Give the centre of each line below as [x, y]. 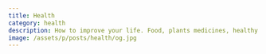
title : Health [32, 15]
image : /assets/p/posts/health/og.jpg [72, 38]
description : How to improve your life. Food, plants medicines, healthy [133, 30]
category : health [37, 23]
